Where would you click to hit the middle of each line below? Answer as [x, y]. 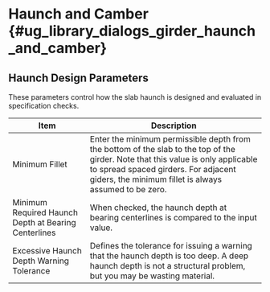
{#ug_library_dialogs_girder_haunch [132, 31]
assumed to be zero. [128, 189]
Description [174, 125]
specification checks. [44, 106]
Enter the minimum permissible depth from [170, 139]
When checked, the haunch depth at [158, 208]
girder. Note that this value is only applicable [174, 159]
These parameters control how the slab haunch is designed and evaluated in [135, 97]
